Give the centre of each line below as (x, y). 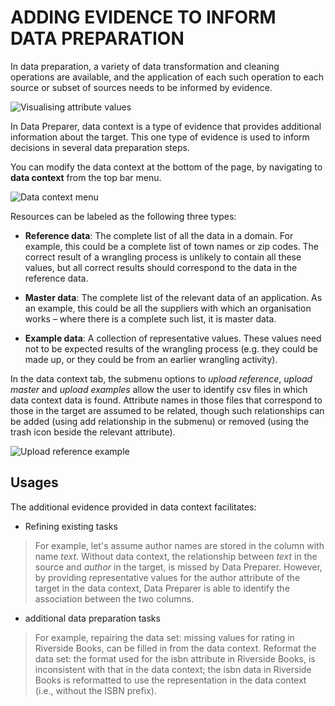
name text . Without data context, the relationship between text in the (176, 556)
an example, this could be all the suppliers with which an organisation (168, 308)
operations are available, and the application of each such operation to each (167, 77)
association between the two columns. (114, 598)
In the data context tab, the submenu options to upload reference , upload (161, 378)
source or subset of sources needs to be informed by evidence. (141, 87)
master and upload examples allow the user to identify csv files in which (159, 389)
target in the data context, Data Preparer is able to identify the (162, 588)
